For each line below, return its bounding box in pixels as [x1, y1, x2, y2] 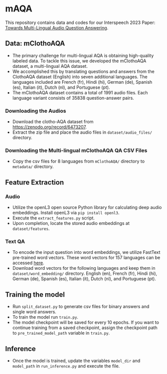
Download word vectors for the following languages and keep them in [12, 265, 156, 271]
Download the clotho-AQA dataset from [12, 119, 94, 125]
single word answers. [12, 309, 56, 315]
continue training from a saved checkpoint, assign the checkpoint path [12, 325, 158, 331]
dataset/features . [12, 225, 50, 232]
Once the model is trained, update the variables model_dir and [12, 358, 141, 364]
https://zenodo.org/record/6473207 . [12, 124, 87, 130]
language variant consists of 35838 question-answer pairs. [12, 95, 135, 101]
